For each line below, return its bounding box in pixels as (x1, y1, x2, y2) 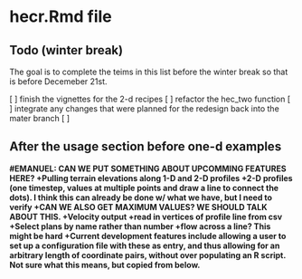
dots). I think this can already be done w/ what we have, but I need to (9, 192, 273, 203)
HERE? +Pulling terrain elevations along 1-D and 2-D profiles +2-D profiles (9, 172, 293, 183)
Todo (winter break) (9, 43, 124, 58)
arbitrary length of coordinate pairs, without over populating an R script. (9, 249, 287, 260)
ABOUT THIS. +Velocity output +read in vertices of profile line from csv (9, 211, 283, 222)
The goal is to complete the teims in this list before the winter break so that (9, 66, 288, 77)
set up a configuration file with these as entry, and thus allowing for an (9, 240, 280, 251)
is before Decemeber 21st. (9, 76, 108, 87)
